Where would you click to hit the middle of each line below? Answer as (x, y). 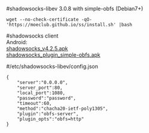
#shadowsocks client (32, 36)
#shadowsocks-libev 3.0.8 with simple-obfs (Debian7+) (75, 9)
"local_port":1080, (41, 93)
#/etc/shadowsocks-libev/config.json (52, 66)
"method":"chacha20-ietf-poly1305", (63, 109)
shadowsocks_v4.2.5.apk (37, 48)
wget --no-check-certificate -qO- (49, 20)
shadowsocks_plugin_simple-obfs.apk (53, 55)
